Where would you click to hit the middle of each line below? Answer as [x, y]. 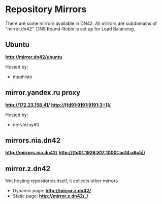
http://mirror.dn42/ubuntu [34, 57]
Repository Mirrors [46, 9]
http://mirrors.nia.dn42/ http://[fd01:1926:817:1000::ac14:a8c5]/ [75, 153]
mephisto [22, 77]
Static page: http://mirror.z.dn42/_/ [51, 196]
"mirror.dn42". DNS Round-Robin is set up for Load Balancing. [70, 28]
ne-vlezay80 [26, 124]
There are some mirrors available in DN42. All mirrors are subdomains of [81, 23]
